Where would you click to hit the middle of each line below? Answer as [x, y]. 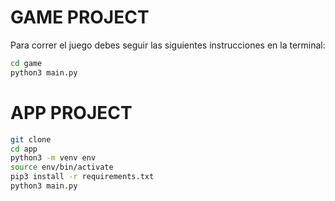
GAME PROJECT [80, 17]
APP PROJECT [71, 112]
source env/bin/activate [62, 167]
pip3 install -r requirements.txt [82, 177]
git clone [31, 139]
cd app [24, 149]
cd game [26, 63]
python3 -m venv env [53, 158]
